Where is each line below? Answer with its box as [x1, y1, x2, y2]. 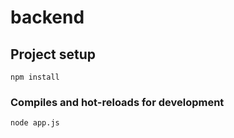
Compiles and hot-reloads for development [10, 95, 225, 109]
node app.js [10, 118, 60, 128]
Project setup [10, 46, 97, 63]
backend [10, 6, 85, 29]
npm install [10, 72, 60, 82]
